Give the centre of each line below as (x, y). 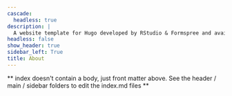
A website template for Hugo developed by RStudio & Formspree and (113, 33)
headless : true (35, 20)
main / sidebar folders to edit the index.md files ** (78, 85)
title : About (26, 59)
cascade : (20, 13)
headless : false (30, 39)
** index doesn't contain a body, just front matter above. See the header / (112, 78)
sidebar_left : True (35, 52)
